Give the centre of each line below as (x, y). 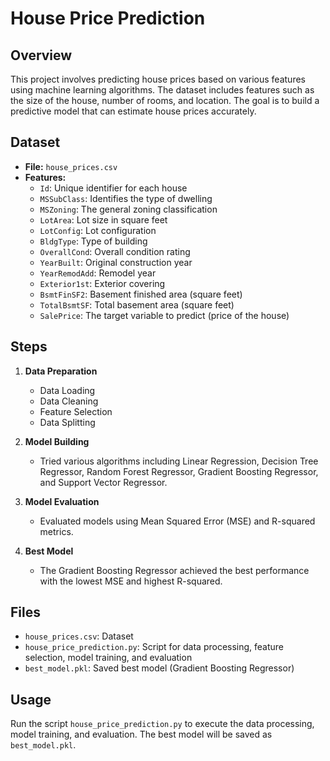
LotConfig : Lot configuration (98, 230)
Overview (41, 55)
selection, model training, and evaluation (108, 658)
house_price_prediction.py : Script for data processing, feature (154, 647)
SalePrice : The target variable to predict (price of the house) (164, 315)
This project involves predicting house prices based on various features (158, 79)
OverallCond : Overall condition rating (115, 251)
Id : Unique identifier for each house (113, 188)
